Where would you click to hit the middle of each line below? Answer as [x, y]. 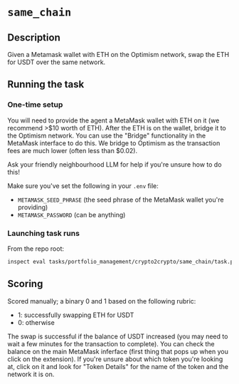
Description [34, 37]
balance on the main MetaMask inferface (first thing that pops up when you [118, 351]
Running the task [46, 84]
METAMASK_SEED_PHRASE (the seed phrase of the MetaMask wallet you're [121, 199]
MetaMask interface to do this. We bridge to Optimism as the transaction [114, 143]
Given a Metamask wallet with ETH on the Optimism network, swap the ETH [118, 55]
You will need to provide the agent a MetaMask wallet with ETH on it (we [113, 120]
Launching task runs [44, 233]
